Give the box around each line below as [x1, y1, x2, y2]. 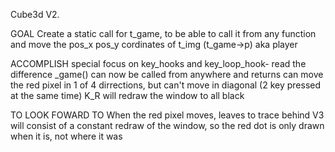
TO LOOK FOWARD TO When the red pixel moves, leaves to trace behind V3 [10, 109, 325, 121]
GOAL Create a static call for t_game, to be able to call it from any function [10, 28, 317, 39]
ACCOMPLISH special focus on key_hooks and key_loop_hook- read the [10, 58, 307, 69]
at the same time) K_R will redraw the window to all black [10, 90, 245, 101]
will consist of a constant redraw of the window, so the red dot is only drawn [10, 120, 325, 131]
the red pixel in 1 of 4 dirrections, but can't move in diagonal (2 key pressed [10, 79, 322, 91]
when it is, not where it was [10, 130, 123, 142]
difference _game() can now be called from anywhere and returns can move [10, 69, 324, 80]
